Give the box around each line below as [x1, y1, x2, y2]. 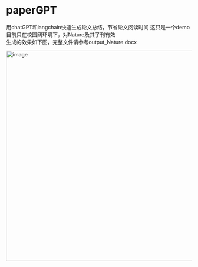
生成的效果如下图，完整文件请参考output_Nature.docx [6, 38, 137, 45]
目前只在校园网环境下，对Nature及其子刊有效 [6, 31, 116, 38]
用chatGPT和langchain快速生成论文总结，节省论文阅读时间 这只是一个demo [6, 24, 190, 31]
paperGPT [6, 4, 57, 17]
